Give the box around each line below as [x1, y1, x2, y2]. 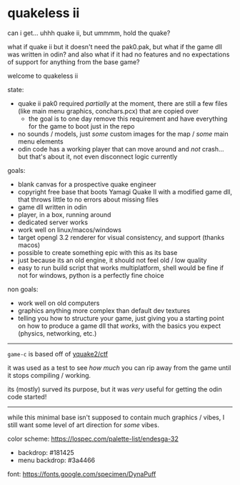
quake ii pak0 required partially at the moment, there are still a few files [17, 99, 228, 108]
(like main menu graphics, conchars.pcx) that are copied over [17, 106, 199, 115]
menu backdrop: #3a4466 [17, 456, 96, 464]
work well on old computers [17, 299, 100, 307]
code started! [7, 392, 47, 401]
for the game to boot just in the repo [28, 121, 135, 130]
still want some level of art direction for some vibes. [7, 420, 159, 429]
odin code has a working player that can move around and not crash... [17, 144, 224, 153]
